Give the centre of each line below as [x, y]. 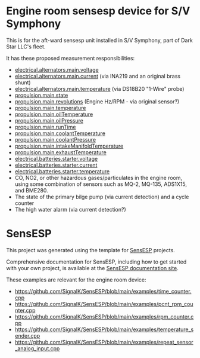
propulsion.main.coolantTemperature [60, 133]
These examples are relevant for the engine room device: [76, 280]
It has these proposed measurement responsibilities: [71, 58]
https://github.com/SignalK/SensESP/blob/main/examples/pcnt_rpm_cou [104, 304]
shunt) [23, 82]
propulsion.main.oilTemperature [54, 114]
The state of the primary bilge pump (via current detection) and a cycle [102, 197]
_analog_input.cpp [37, 348]
